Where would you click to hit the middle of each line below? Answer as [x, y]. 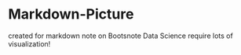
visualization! [29, 43]
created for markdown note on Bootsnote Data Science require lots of [120, 36]
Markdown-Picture [71, 14]
